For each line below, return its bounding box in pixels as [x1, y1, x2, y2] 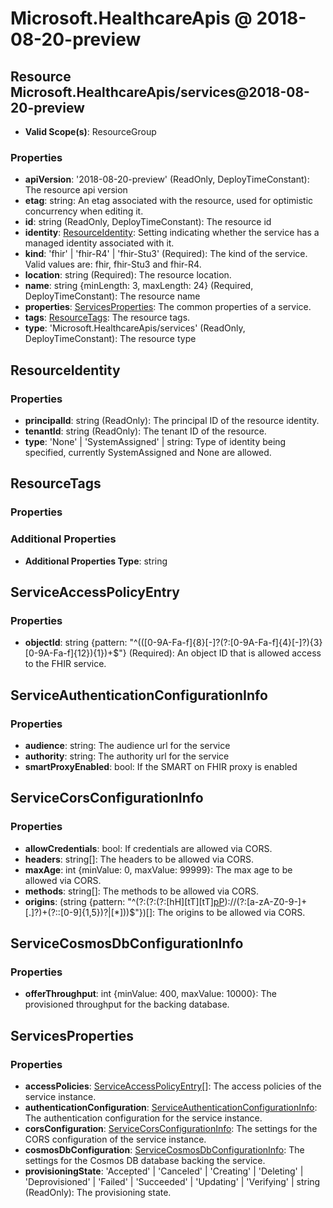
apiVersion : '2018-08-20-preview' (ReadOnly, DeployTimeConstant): [24, 173, 310, 186]
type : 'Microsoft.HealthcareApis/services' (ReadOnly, [24, 322, 246, 334]
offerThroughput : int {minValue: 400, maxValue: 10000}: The [24, 988, 277, 1000]
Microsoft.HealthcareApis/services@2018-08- [10, 83, 310, 101]
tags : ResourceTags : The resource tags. [24, 312, 191, 324]
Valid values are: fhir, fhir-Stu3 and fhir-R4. [24, 258, 202, 271]
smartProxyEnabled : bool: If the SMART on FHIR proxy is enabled [24, 760, 298, 772]
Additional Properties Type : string [24, 555, 168, 567]
